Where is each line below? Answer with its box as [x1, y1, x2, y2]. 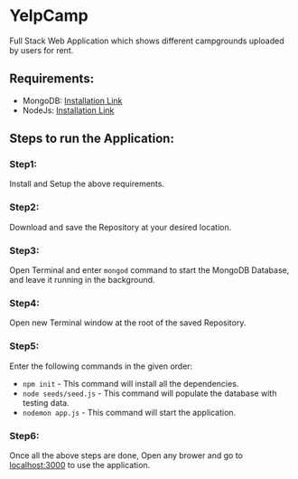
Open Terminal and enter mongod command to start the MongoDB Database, [9, 265, 290, 276]
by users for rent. [9, 44, 74, 55]
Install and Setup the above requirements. [9, 178, 165, 190]
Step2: [9, 201, 40, 213]
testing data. [22, 397, 70, 408]
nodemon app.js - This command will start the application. [22, 407, 237, 418]
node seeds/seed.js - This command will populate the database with [22, 388, 277, 399]
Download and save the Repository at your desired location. [9, 221, 232, 232]
